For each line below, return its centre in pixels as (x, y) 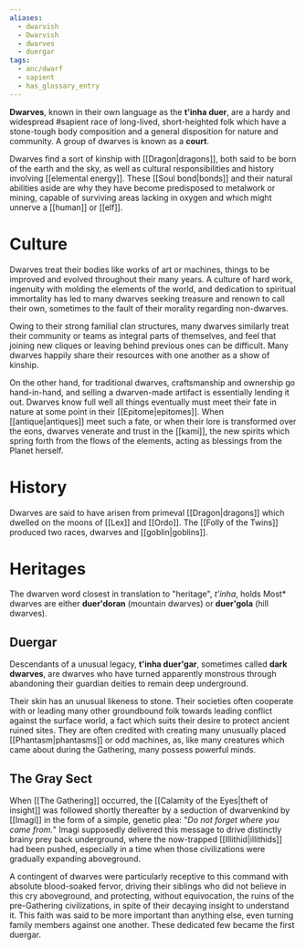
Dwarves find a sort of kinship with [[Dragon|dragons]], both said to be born (153, 158)
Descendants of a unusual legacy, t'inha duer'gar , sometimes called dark (148, 664)
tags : (20, 60)
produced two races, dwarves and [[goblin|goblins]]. (109, 532)
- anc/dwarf (41, 69)
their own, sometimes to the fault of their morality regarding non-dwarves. (149, 308)
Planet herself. (37, 450)
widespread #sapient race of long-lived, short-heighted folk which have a (148, 121)
